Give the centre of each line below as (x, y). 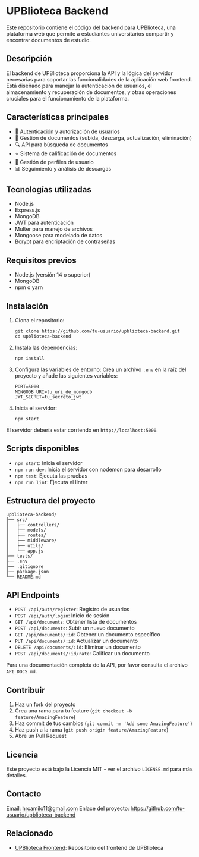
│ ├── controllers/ (33, 525)
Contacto (24, 794)
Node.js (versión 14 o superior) (53, 275)
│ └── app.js (25, 551)
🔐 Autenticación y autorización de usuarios (67, 131)
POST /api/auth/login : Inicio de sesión (62, 616)
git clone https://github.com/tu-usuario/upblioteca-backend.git (97, 331)
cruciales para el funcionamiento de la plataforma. (68, 98)
